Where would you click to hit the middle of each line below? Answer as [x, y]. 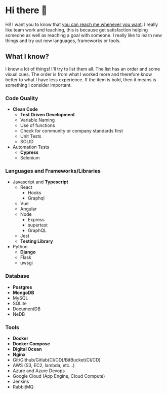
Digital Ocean [27, 349]
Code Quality [22, 98]
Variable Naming [37, 120]
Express [36, 220]
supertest [38, 225]
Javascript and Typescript [40, 182]
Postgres [22, 287]
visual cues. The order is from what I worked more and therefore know [79, 74]
